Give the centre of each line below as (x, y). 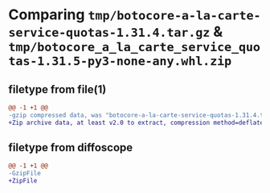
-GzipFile (25, 174)
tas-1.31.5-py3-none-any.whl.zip (120, 61)
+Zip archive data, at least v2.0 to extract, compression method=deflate (136, 123)
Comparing (47, 15)
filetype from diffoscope (71, 148)
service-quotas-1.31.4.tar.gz (109, 33)
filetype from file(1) (57, 89)
